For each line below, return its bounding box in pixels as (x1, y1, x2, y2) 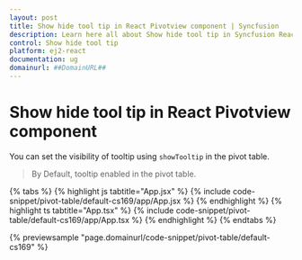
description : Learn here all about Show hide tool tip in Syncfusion (9, 30, 276, 39)
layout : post (9, 13, 58, 22)
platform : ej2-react (9, 47, 87, 56)
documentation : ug (9, 55, 78, 64)
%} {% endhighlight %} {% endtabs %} (131, 214, 277, 225)
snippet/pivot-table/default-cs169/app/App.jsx (9, 195, 182, 206)
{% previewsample (9, 231, 79, 243)
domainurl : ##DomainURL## (9, 64, 106, 73)
